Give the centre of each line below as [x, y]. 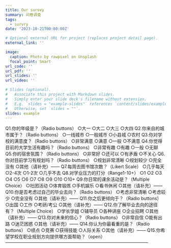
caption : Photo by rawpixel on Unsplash [53, 57]
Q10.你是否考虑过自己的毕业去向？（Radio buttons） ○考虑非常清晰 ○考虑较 [85, 192]
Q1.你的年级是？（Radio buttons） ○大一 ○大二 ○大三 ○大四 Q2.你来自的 [83, 128]
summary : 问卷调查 [23, 15]
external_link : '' [25, 43]
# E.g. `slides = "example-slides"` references [59, 104]
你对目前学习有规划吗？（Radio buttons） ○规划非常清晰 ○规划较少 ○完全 [83, 160]
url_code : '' [19, 66]
